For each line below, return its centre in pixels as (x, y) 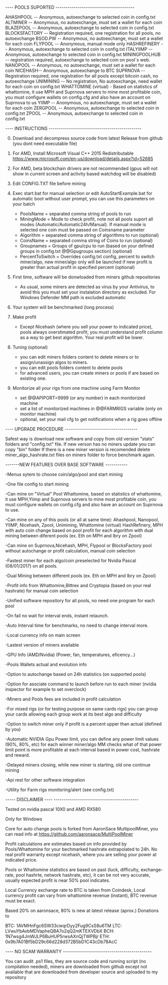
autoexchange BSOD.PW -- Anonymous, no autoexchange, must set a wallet (84, 38)
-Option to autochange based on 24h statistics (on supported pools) (76, 674)
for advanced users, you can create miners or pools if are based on (90, 373)
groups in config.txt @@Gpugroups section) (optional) (76, 251)
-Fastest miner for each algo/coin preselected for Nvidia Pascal (71, 560)
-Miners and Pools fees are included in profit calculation (63, 699)
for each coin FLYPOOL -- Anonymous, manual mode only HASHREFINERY (82, 44)
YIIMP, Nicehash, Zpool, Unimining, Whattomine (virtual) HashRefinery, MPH (84, 525)
